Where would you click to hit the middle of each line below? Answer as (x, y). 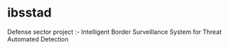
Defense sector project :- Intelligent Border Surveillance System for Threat (114, 32)
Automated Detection (38, 39)
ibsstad (29, 13)
